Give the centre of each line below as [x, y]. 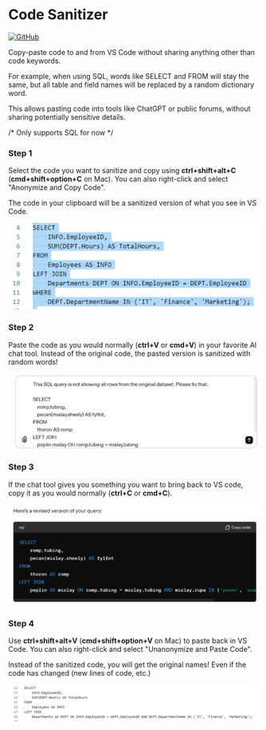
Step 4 [21, 624]
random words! [33, 361]
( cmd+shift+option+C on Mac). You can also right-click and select [118, 179]
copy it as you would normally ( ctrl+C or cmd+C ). [90, 493]
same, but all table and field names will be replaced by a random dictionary [131, 85]
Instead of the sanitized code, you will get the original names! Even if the [127, 665]
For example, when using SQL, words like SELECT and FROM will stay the [129, 76]
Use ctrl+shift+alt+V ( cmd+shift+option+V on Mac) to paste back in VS [128, 641]
